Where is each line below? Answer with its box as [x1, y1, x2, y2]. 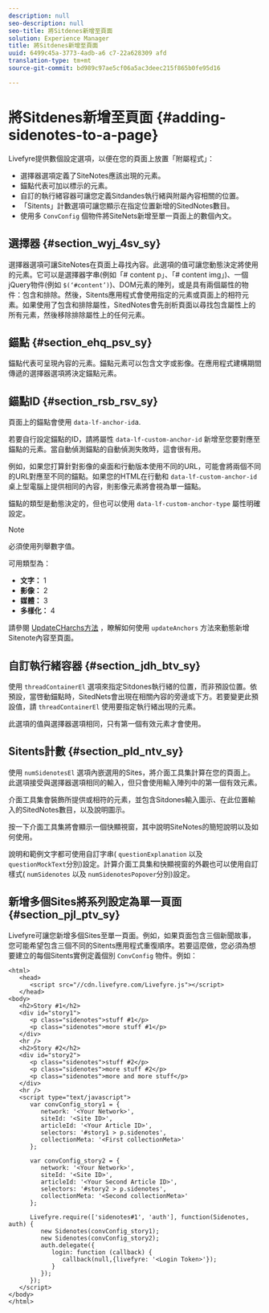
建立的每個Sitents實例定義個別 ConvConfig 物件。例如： [14, 950, 198, 960]
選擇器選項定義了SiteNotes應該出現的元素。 [19, 171, 165, 180]
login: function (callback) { [51, 1248, 153, 1256]
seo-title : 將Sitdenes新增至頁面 [8, 27, 113, 35]
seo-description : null [8, 19, 84, 27]
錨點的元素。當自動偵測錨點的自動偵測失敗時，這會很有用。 [8, 444, 206, 455]
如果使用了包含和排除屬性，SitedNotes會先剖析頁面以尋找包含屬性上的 [22, 299, 256, 310]
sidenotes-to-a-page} [8, 126, 159, 144]
